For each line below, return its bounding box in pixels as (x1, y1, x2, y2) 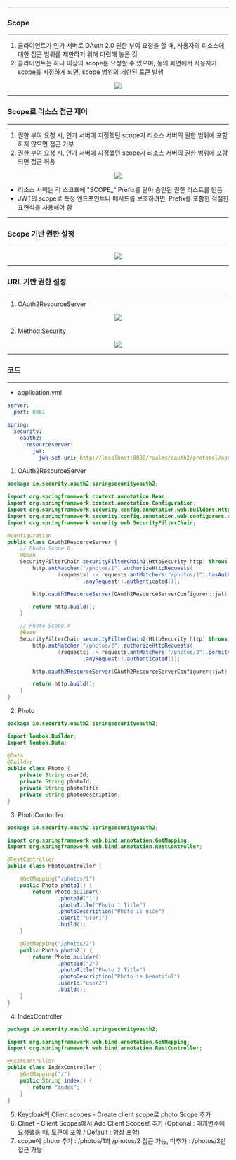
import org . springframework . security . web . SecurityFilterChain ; (7, 519, 197, 527)
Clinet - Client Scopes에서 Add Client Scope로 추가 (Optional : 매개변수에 (17, 1119, 225, 1128)
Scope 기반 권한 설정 (7, 229, 75, 239)
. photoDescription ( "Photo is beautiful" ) (57, 973, 181, 981)
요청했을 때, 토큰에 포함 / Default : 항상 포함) (17, 1128, 140, 1137)
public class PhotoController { (7, 863, 102, 870)
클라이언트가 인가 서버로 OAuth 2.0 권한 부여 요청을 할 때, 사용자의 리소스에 (17, 42, 225, 50)
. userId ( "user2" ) (57, 980, 109, 987)
